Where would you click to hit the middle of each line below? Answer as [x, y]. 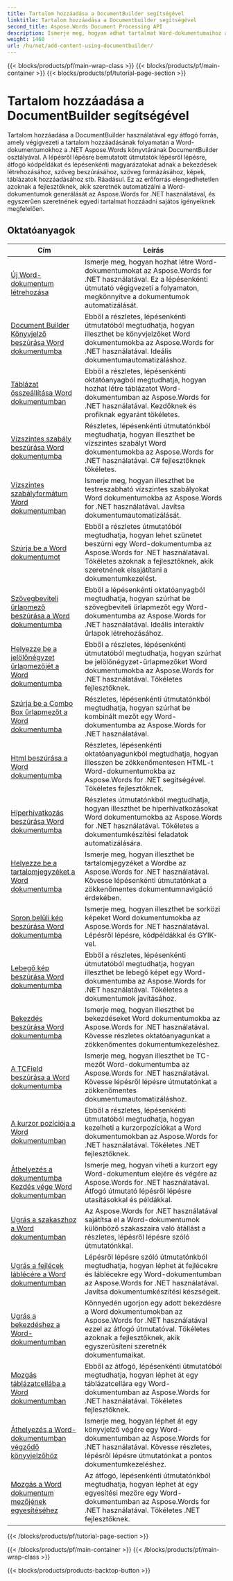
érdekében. [103, 897]
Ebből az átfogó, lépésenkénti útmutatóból [153, 1366]
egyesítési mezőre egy [121, 1493]
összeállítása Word [42, 393]
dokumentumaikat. [115, 1355]
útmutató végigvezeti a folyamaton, [142, 287]
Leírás [154, 250]
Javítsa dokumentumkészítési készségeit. [152, 1292]
